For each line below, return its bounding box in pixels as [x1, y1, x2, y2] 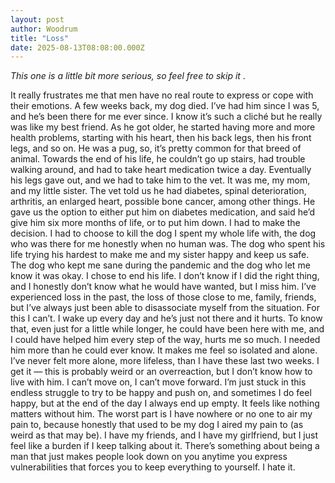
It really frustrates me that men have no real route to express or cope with [10, 89, 314, 101]
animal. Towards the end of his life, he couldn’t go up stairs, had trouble [10, 153, 306, 165]
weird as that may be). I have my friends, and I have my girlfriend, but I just [10, 429, 318, 441]
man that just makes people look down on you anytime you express [10, 451, 288, 463]
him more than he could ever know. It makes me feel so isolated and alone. [10, 344, 318, 356]
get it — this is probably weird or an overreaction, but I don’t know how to [10, 366, 313, 378]
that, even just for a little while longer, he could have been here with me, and [10, 323, 325, 335]
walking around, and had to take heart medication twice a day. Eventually [10, 164, 312, 176]
